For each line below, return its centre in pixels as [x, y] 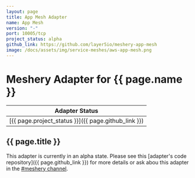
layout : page [22, 12]
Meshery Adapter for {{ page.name [94, 79]
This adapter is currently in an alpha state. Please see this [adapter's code [97, 156]
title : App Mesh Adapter [37, 17]
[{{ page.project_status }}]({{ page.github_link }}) [77, 121]
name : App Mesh [25, 22]
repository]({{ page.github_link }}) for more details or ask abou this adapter [97, 162]
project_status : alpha [34, 39]
